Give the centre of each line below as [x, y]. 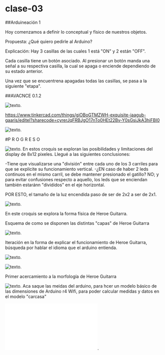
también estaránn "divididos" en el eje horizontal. [55, 185]
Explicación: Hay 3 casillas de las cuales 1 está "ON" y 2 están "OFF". [76, 51]
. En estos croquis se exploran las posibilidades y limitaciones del [87, 149]
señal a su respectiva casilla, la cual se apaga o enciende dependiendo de [81, 66]
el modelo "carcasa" [26, 296]
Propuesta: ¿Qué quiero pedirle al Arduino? [49, 41]
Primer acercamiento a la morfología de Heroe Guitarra [61, 276]
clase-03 [24, 9]
